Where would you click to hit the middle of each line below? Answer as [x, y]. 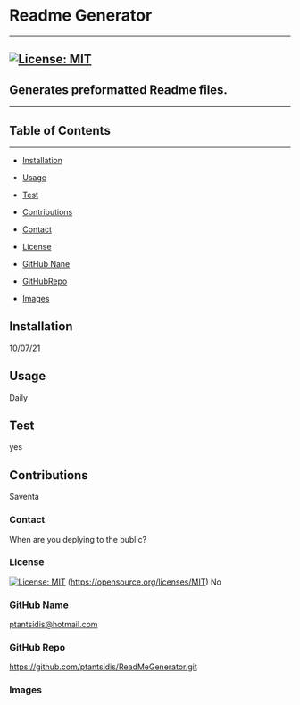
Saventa [25, 497]
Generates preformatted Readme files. [118, 90]
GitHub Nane [46, 263]
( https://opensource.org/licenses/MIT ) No [144, 582]
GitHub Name [39, 605]
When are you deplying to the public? [78, 539]
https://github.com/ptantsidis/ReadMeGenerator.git [104, 667]
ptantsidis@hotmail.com [54, 625]
